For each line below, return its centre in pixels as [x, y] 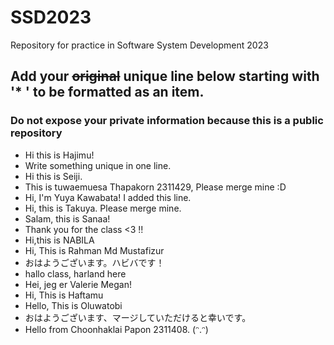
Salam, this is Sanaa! [67, 218]
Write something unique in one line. [98, 165]
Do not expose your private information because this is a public [167, 121]
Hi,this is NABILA [59, 240]
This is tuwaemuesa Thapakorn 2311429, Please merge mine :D [155, 187]
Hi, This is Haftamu [64, 295]
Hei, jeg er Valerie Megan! [78, 284]
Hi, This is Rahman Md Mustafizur [94, 250]
